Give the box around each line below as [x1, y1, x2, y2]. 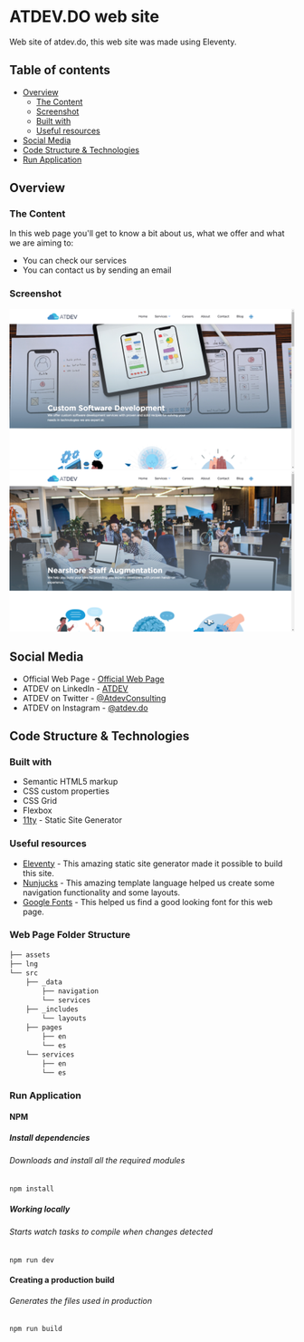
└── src [9, 968, 39, 978]
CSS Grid [22, 796, 57, 806]
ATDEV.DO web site [9, 6, 160, 27]
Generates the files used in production [9, 1295, 152, 1306]
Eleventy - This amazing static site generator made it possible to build [22, 858, 283, 869]
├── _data [25, 977, 63, 987]
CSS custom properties [22, 786, 110, 797]
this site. [22, 867, 54, 878]
